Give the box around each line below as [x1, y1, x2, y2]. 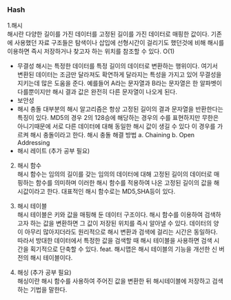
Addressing [17, 139, 50, 147]
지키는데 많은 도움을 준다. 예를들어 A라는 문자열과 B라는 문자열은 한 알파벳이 [17, 79, 223, 88]
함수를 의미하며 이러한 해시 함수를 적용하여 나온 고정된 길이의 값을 [35, 179, 212, 187]
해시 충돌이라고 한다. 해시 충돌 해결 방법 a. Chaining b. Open [30, 131, 195, 139]
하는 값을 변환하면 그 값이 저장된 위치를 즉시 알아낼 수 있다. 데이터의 [30, 219, 212, 228]
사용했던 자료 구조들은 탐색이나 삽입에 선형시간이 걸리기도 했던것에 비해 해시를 [14, 39, 225, 47]
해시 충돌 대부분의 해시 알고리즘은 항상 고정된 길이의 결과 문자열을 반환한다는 [17, 105, 224, 113]
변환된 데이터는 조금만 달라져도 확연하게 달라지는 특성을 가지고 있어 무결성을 [17, 70, 222, 79]
